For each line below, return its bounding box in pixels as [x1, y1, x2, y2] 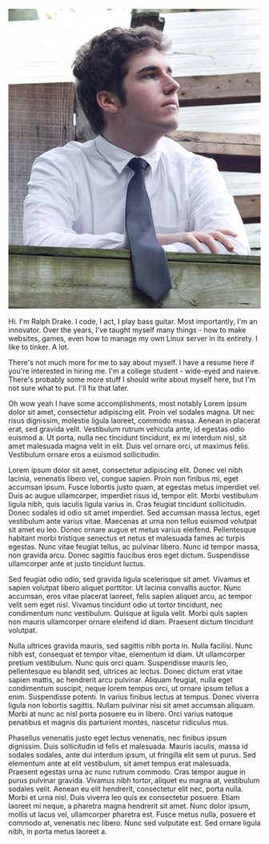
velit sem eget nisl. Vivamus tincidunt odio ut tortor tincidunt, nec [8, 600, 223, 609]
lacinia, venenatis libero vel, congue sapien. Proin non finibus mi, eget [8, 474, 239, 484]
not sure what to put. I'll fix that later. [8, 384, 130, 393]
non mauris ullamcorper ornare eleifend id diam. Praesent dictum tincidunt [8, 617, 254, 627]
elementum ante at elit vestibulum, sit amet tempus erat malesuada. [8, 758, 231, 769]
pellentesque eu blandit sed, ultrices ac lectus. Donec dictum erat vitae [8, 666, 243, 677]
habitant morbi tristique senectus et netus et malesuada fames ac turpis [8, 533, 246, 543]
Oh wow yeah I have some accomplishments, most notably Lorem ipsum [8, 399, 247, 408]
